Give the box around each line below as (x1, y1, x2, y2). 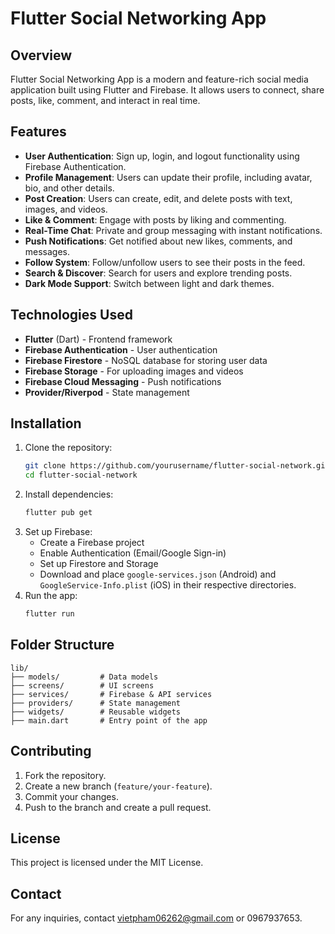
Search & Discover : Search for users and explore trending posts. (24, 267, 293, 279)
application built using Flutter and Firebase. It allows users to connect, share (10, 84, 325, 96)
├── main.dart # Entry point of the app (10, 715, 208, 726)
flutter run (24, 609, 75, 619)
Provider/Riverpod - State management (24, 386, 190, 398)
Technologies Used (10, 307, 133, 324)
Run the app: (24, 590, 78, 602)
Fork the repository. (24, 769, 107, 781)
